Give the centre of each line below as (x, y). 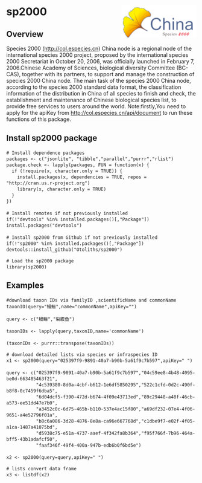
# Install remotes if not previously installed (67, 213)
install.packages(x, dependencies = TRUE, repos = (82, 177)
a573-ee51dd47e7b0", (32, 403)
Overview (25, 34)
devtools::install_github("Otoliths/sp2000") (64, 250)
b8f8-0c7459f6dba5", (32, 391)
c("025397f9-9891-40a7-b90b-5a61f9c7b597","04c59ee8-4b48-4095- (113, 373)
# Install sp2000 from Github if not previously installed (82, 238)
